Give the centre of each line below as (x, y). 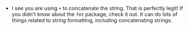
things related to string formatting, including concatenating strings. (92, 20)
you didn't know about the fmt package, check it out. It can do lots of (94, 14)
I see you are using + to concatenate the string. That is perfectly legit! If (97, 8)
